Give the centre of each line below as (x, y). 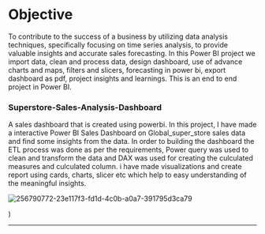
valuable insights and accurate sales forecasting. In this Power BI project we (132, 53)
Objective (41, 15)
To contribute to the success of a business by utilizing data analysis (118, 36)
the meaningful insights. (47, 183)
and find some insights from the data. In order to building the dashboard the (131, 142)
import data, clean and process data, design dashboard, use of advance (125, 62)
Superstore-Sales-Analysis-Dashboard (85, 107)
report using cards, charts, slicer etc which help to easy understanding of (127, 175)
